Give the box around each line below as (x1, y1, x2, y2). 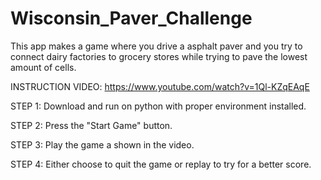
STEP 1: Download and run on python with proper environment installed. (10, 100, 307, 112)
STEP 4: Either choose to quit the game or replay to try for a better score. (10, 158, 312, 170)
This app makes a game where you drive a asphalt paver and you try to (10, 40, 303, 52)
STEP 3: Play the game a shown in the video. (10, 138, 195, 151)
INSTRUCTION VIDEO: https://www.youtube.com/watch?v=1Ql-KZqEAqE (10, 80, 310, 92)
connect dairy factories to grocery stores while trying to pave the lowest (10, 50, 308, 62)
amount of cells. (10, 61, 77, 73)
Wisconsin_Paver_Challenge (10, 7, 253, 30)
